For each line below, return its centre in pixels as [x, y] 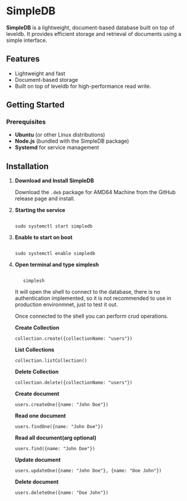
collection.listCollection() [51, 361]
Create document [37, 394]
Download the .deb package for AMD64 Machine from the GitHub [95, 192]
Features [23, 59]
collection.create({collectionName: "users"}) [74, 339]
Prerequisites [26, 122]
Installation [27, 166]
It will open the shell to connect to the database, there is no [88, 292]
